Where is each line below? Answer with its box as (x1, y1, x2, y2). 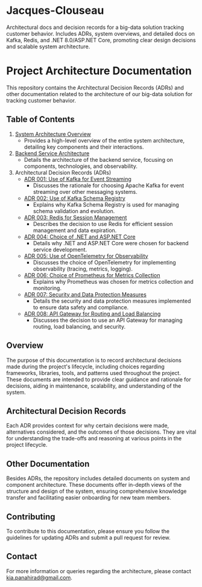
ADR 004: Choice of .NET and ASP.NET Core (24, 233, 136, 240)
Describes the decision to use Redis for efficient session (33, 220, 173, 227)
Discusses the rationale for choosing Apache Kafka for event (33, 182, 185, 189)
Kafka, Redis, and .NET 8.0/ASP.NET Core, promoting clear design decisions (6, 36, 196, 43)
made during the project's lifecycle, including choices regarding (6, 363, 165, 370)
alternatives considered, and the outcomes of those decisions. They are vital (6, 428, 197, 435)
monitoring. (33, 284, 62, 292)
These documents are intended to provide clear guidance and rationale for (6, 376, 191, 383)
